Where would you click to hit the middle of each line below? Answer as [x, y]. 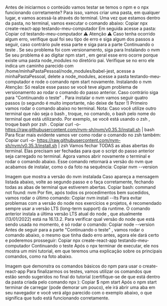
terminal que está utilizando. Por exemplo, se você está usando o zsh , [78, 119]
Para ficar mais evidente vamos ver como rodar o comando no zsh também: [83, 135]
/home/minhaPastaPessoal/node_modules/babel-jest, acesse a [70, 71]
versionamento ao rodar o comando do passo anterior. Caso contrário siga [82, 92]
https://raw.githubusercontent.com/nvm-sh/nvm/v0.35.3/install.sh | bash [80, 129]
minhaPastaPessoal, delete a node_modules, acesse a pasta [67, 76]
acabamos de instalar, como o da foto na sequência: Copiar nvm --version [82, 167]
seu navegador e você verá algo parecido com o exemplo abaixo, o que [79, 293]
